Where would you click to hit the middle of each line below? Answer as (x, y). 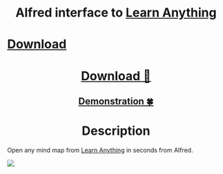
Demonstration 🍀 (116, 101)
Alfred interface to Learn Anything (116, 13)
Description (116, 131)
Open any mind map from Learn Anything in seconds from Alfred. (100, 150)
